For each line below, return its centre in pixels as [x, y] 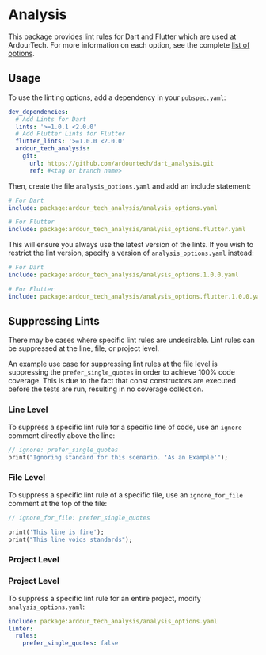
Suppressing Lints [54, 321]
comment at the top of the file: [58, 503]
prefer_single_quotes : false [70, 643]
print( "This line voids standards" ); [70, 539]
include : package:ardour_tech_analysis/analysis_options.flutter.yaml [127, 230]
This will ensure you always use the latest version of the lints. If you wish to [131, 245]
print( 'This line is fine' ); [56, 532]
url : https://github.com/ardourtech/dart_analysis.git [122, 163]
